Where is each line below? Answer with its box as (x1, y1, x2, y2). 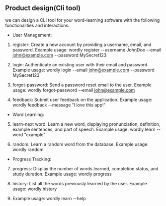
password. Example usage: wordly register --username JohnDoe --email (12, 47, 162, 52)
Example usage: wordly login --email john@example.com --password (12, 67, 155, 73)
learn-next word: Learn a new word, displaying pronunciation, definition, (12, 121, 161, 127)
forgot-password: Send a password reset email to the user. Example (12, 82, 152, 88)
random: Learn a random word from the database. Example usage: (12, 141, 149, 147)
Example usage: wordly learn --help (12, 195, 86, 201)
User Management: (12, 32, 52, 38)
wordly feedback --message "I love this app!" (12, 102, 106, 108)
